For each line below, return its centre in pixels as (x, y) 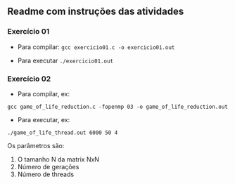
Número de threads (46, 174)
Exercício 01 (28, 32)
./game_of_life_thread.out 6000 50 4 (63, 133)
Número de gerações (48, 166)
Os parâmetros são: (36, 145)
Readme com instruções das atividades (96, 12)
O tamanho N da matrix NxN (58, 159)
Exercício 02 (29, 79)
